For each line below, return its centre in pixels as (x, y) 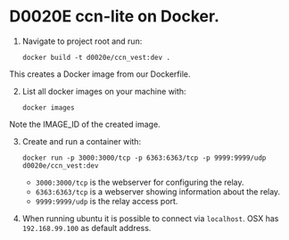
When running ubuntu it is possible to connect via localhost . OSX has (150, 218)
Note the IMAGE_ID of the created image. (85, 124)
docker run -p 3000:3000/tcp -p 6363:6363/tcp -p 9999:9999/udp (144, 158)
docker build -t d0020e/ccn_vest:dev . (96, 57)
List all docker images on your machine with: (104, 91)
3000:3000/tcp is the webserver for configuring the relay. (140, 182)
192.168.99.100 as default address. (87, 228)
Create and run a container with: (81, 141)
